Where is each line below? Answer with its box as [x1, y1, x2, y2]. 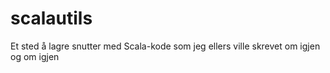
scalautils [10, 7, 93, 30]
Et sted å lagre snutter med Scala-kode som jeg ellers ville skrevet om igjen [10, 40, 321, 52]
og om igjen [10, 50, 60, 62]
